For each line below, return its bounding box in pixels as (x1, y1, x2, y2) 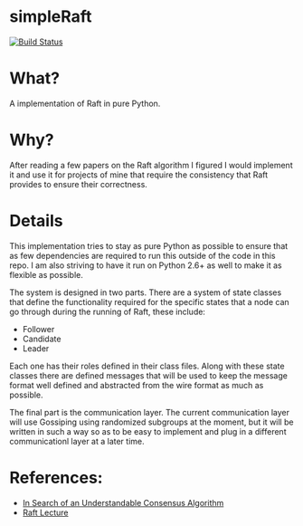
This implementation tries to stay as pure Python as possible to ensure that (9, 240, 289, 251)
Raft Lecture (22, 507, 69, 518)
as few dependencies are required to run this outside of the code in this (9, 250, 276, 261)
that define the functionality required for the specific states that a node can (9, 296, 289, 307)
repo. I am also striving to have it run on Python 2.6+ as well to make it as (9, 260, 282, 271)
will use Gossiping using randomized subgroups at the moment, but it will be (9, 416, 294, 427)
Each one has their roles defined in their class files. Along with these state (9, 360, 285, 371)
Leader (22, 342, 50, 354)
